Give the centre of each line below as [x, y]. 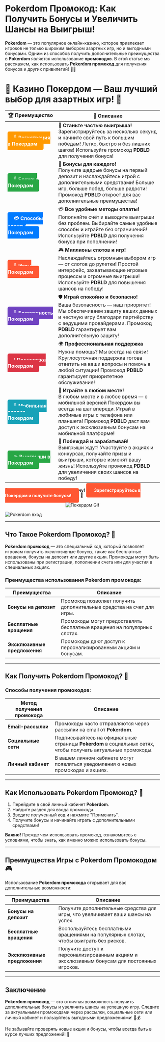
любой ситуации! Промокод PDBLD [101, 370]
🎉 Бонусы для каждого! [87, 164]
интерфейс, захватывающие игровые [103, 270]
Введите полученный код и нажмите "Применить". [66, 815]
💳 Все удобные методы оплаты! [99, 209]
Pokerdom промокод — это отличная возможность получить [69, 1002]
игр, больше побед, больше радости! [103, 188]
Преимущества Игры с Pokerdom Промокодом [81, 860]
